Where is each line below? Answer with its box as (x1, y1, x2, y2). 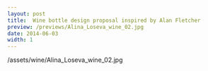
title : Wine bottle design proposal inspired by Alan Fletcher (7, 17, 201, 24)
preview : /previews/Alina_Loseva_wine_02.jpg (7, 23, 144, 30)
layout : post (7, 10, 46, 18)
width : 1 (7, 37, 33, 44)
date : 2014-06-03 (7, 30, 59, 37)
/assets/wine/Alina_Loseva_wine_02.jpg (7, 56, 123, 64)
